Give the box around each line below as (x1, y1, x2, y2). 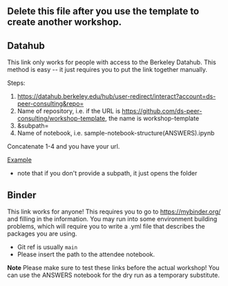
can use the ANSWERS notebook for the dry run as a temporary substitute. (7, 271, 220, 279)
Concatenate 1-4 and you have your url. (7, 142, 120, 151)
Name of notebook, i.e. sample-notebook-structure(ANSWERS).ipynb (17, 129, 215, 137)
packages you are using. (7, 229, 77, 238)
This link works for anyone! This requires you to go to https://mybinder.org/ (7, 207, 221, 216)
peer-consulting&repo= (17, 99, 84, 108)
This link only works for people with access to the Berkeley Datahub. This (7, 58, 216, 66)
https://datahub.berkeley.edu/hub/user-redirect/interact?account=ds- (17, 93, 216, 101)
